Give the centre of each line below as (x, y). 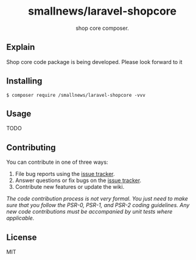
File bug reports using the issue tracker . (65, 174)
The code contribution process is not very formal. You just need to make (97, 199)
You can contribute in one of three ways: (57, 162)
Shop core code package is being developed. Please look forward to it (94, 61)
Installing (24, 81)
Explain (21, 47)
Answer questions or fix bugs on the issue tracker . (78, 180)
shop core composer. (102, 28)
